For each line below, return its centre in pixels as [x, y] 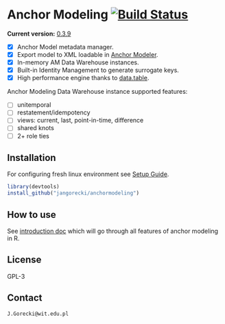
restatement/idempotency [54, 112]
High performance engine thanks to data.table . [83, 78]
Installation [32, 158]
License [24, 260]
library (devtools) [33, 187]
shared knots [36, 128]
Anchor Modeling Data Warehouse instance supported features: [97, 92]
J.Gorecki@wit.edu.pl [38, 314]
